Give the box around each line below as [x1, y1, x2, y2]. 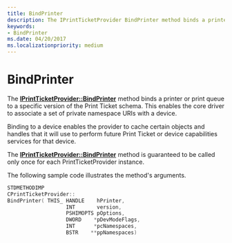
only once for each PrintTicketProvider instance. [7, 158, 145, 166]
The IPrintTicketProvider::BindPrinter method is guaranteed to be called [7, 150, 215, 158]
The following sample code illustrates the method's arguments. [7, 171, 186, 179]
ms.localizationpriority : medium [7, 42, 104, 49]
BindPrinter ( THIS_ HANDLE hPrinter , [7, 197, 126, 204]
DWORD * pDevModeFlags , [66, 216, 140, 224]
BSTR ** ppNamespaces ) [66, 229, 137, 236]
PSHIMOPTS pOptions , [66, 210, 126, 217]
